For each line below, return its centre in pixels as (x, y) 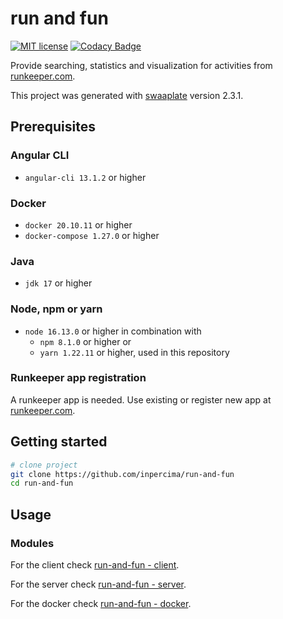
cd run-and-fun (42, 483)
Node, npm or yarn (56, 309)
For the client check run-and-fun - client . (95, 564)
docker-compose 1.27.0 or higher (92, 235)
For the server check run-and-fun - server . (98, 584)
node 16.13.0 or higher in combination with (113, 331)
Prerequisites (53, 127)
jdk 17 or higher (58, 283)
